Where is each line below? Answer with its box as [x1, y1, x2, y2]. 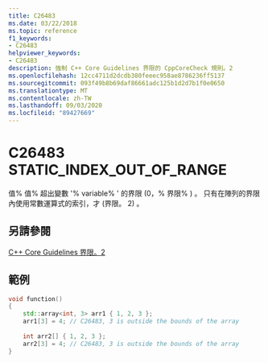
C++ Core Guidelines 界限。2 [8, 247, 106, 257]
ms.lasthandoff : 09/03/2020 [8, 101, 103, 109]
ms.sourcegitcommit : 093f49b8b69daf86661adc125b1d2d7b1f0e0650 [8, 79, 225, 87]
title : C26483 [8, 11, 56, 20]
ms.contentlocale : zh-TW [8, 94, 92, 102]
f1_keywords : [8, 34, 52, 43]
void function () [8, 295, 63, 303]
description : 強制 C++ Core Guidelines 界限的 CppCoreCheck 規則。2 [8, 64, 233, 72]
